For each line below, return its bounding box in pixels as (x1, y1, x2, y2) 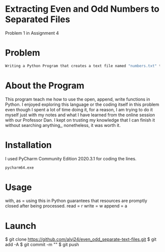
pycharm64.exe (5, 165, 34, 170)
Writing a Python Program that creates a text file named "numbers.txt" (5, 63, 157, 68)
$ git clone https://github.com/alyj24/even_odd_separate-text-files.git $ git (5, 236, 157, 242)
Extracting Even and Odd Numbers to (5, 3, 160, 15)
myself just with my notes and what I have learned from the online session (5, 112, 155, 118)
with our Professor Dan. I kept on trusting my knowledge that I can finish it (5, 117, 155, 123)
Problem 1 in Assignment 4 (5, 30, 59, 36)
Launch (5, 220, 36, 231)
